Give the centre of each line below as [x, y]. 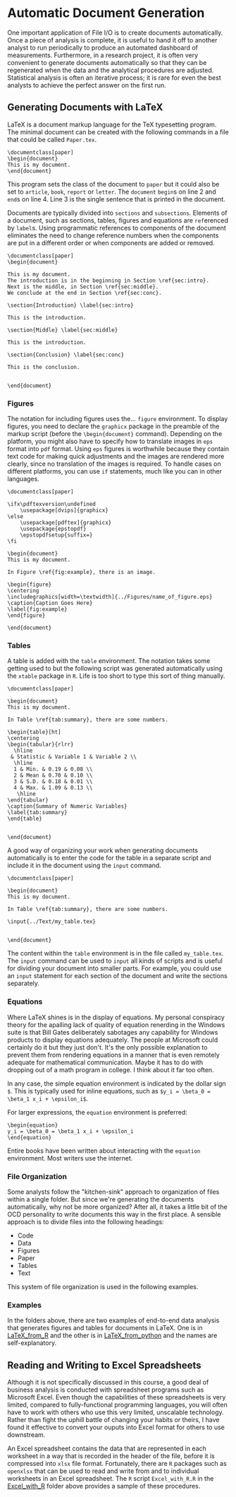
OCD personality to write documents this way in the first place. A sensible [114, 1214]
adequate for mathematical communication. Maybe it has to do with [105, 1062]
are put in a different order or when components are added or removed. [111, 242]
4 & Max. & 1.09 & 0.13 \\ [53, 788]
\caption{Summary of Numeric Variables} [68, 806]
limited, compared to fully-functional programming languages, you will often [117, 1405]
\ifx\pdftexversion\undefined [52, 504]
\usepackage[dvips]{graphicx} [64, 510]
